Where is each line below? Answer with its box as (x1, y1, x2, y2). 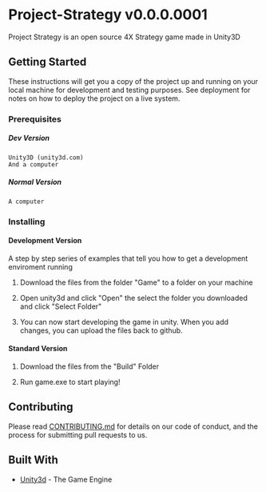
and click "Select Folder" (19, 302, 102, 311)
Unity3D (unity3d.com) (8, 154, 84, 162)
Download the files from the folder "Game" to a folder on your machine (19, 278, 253, 287)
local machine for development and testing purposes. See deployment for (8, 85, 251, 94)
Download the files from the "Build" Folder (19, 362, 160, 371)
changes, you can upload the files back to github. (19, 326, 183, 335)
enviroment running (8, 262, 73, 271)
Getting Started (8, 55, 87, 69)
